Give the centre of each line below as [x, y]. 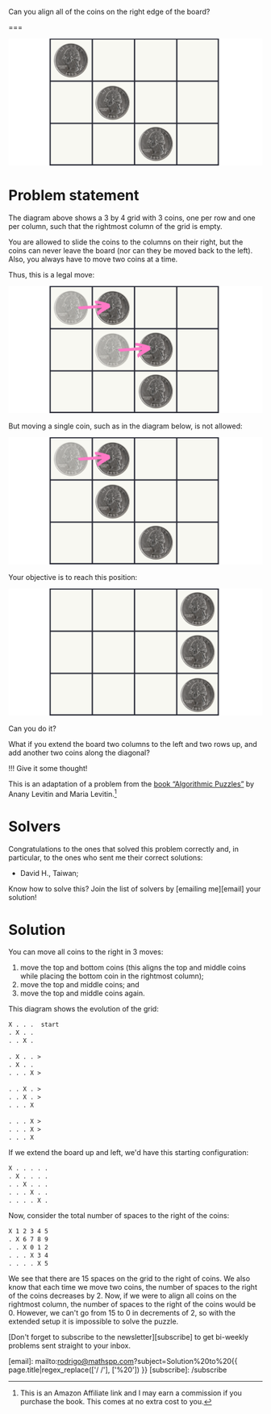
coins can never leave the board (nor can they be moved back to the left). [131, 250]
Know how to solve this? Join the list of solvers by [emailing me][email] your [135, 888]
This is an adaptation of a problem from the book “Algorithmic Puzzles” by [131, 784]
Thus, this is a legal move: [52, 274]
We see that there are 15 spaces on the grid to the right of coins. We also [129, 1278]
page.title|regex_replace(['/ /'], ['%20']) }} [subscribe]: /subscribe [118, 1370]
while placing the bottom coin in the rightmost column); [112, 976]
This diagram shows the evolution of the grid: [83, 1009]
